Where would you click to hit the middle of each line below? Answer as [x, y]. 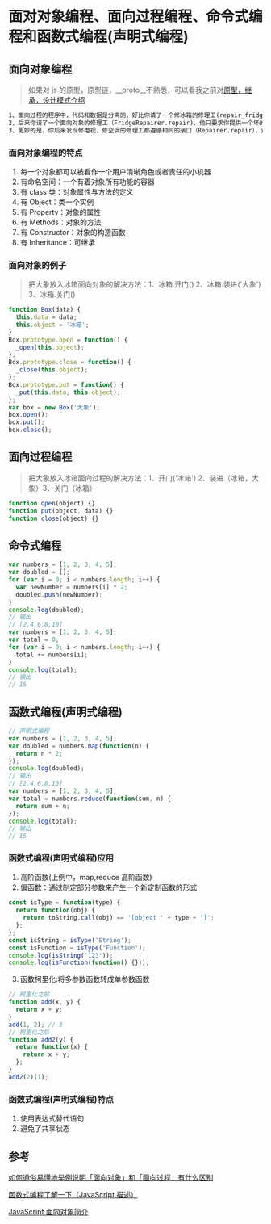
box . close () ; [30, 430]
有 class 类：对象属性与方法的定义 [77, 191]
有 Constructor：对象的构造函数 [73, 232]
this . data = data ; [47, 317]
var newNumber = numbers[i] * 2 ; [72, 587]
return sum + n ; [43, 806]
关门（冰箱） [75, 488]
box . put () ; [27, 422]
